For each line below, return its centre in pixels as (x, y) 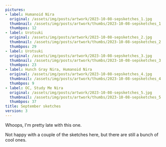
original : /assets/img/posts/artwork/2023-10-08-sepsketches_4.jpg (81, 74)
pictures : (15, 10)
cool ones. (16, 140)
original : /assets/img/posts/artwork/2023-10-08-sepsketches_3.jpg (81, 56)
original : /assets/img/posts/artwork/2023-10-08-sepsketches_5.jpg (81, 93)
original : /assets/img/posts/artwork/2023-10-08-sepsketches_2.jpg (81, 38)
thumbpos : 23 (23, 65)
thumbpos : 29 (23, 47)
